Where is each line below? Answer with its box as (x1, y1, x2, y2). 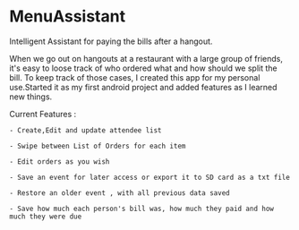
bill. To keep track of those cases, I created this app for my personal (9, 72, 261, 82)
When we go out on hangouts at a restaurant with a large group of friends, (9, 53, 284, 64)
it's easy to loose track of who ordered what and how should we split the (9, 63, 278, 73)
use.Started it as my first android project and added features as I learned (9, 81, 278, 92)
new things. (9, 91, 53, 102)
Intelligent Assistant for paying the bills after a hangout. (9, 36, 213, 47)
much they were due (9, 212, 82, 221)
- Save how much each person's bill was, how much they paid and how (9, 204, 275, 213)
